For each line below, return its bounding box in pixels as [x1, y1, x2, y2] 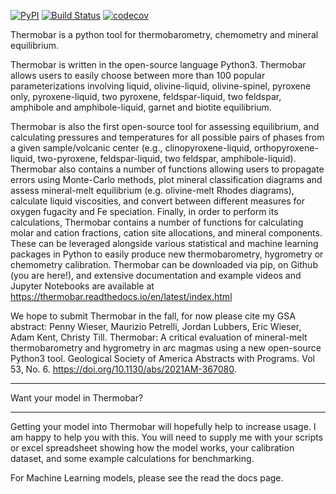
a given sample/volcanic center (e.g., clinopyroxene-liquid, [10, 142, 253, 154]
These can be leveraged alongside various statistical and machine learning [10, 238, 319, 249]
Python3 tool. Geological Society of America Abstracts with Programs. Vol [10, 353, 315, 364]
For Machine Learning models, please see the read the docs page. [10, 472, 284, 484]
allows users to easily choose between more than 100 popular [10, 70, 266, 81]
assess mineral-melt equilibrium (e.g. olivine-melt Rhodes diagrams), [10, 185, 295, 196]
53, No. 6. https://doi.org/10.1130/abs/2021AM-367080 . [10, 363, 237, 375]
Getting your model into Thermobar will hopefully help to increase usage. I [10, 421, 317, 432]
